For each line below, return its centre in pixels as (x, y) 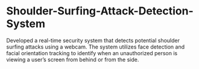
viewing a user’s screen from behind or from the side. (73, 59)
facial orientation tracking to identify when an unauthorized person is (92, 53)
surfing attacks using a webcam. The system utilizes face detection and (96, 47)
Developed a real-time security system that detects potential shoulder (93, 40)
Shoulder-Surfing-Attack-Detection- (100, 11)
